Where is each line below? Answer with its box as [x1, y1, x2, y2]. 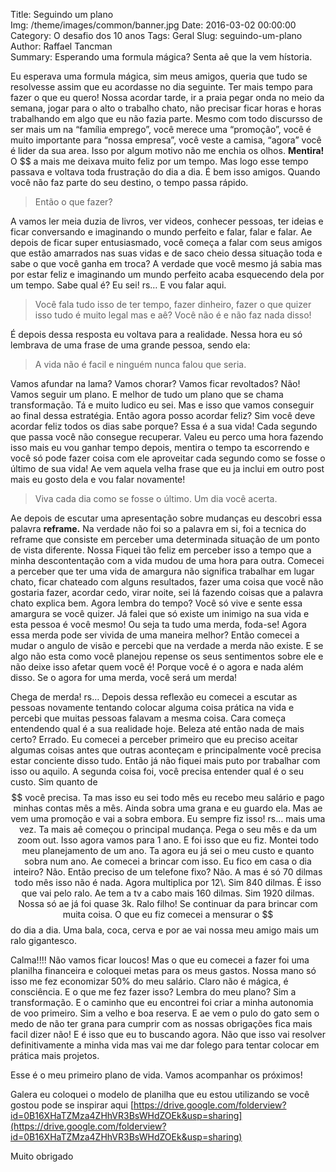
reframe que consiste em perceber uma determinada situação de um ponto [10, 534, 320, 545]
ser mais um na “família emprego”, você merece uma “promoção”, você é [10, 124, 312, 135]
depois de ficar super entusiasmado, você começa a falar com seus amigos [10, 237, 323, 248]
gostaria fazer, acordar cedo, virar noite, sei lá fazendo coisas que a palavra [10, 587, 324, 598]
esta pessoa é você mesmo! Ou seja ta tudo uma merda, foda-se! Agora [10, 619, 307, 630]
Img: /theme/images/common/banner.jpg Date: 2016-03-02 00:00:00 [10, 19, 297, 31]
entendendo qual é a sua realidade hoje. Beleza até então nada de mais [10, 723, 305, 734]
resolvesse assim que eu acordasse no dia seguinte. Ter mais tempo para [10, 81, 313, 93]
